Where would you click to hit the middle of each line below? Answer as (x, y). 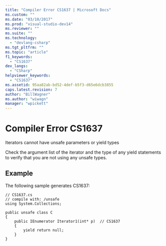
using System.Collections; (33, 204)
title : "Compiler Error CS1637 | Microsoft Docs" (58, 10)
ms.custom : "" (20, 15)
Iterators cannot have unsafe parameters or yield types (62, 143)
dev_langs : (17, 66)
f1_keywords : (19, 57)
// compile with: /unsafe (32, 199)
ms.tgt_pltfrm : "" (24, 47)
